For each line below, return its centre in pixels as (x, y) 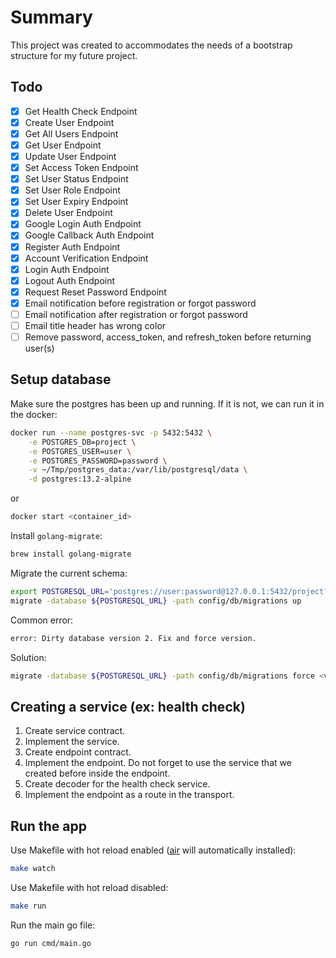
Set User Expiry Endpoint (76, 202)
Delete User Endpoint (68, 213)
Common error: (42, 620)
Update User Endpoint (70, 156)
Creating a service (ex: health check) (128, 706)
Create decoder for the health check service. (117, 784)
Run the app (48, 826)
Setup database (61, 379)
